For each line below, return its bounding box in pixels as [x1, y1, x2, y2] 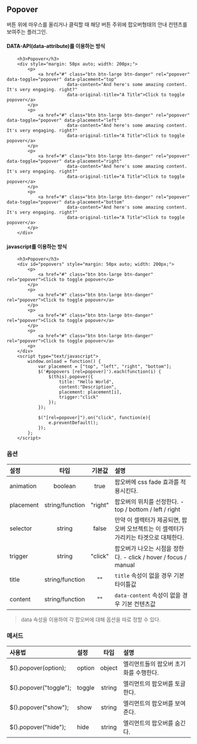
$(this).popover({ [48, 374, 94, 380]
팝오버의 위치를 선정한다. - [114, 497, 185, 506]
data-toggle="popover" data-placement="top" [6, 77, 117, 82]
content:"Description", [58, 384, 117, 390]
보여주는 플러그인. [6, 28, 48, 35]
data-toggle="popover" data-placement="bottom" [6, 199, 125, 205]
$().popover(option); [9, 663, 66, 672]
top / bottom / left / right [114, 505, 181, 513]
